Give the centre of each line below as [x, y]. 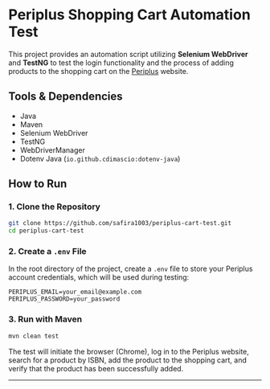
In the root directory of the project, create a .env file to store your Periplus [131, 269]
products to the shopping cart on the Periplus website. [98, 71]
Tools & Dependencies [65, 97]
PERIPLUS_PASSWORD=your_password [64, 299]
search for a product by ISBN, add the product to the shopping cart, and [128, 360]
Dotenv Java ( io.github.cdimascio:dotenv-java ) [100, 158]
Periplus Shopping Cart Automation [129, 15]
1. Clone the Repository [54, 207]
